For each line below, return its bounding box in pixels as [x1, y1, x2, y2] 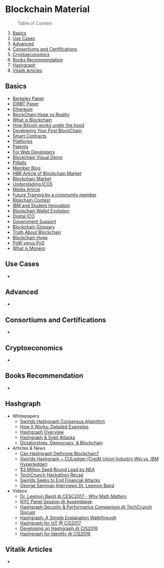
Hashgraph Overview [20, 429, 64, 435]
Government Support [12, 218, 56, 225]
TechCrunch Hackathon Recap [20, 472, 84, 478]
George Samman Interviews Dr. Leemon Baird [20, 482, 114, 488]
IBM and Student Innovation [12, 202, 70, 208]
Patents [12, 144, 29, 150]
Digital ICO [12, 213, 35, 219]
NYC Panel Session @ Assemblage [20, 499, 92, 505]
